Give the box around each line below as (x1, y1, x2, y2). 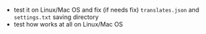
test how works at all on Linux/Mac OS (13, 20, 123, 28)
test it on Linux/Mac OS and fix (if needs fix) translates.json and (13, 6, 200, 14)
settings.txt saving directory (13, 13, 99, 21)
